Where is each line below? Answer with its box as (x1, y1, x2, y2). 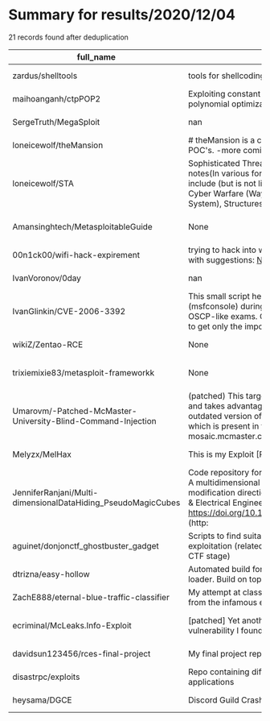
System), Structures (187, 197, 264, 209)
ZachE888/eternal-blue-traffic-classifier (12, 591, 170, 603)
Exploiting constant (187, 88, 261, 99)
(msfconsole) (187, 300, 239, 312)
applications (187, 676, 235, 687)
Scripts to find (187, 530, 241, 541)
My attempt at (187, 586, 241, 598)
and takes (187, 400, 225, 412)
